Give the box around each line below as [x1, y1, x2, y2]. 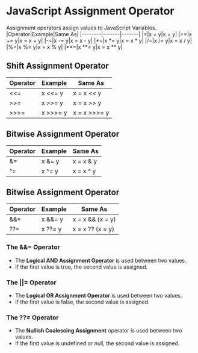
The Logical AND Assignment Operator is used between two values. [14, 257, 187, 264]
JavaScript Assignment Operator [6, 4, 175, 18]
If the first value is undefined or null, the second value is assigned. [14, 340, 180, 347]
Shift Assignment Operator [6, 61, 110, 71]
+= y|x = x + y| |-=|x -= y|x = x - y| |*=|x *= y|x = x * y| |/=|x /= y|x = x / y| [6, 37, 193, 44]
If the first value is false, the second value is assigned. [14, 298, 150, 305]
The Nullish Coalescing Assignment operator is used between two [14, 327, 182, 334]
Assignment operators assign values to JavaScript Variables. [6, 24, 157, 31]
